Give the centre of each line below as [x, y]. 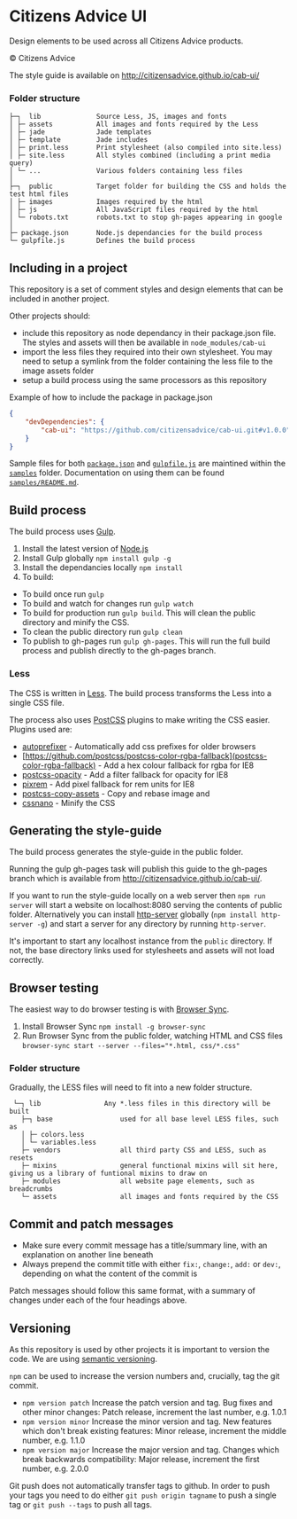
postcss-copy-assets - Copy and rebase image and [116, 793]
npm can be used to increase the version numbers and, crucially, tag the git [145, 1376]
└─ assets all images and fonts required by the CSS [149, 1197]
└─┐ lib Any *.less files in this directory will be [142, 1104]
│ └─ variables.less [59, 1143]
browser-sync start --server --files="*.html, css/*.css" [131, 1046]
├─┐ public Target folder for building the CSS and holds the [148, 187]
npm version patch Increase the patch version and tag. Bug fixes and [147, 1403]
